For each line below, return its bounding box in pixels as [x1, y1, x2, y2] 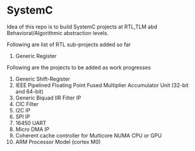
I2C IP [15, 107, 30, 114]
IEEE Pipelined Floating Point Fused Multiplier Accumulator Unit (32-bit [15, 81, 189, 89]
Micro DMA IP [15, 126, 50, 133]
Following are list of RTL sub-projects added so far [7, 41, 131, 48]
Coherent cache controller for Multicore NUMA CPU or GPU [15, 131, 162, 139]
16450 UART [15, 119, 47, 126]
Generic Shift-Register [15, 75, 70, 82]
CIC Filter [15, 100, 39, 107]
